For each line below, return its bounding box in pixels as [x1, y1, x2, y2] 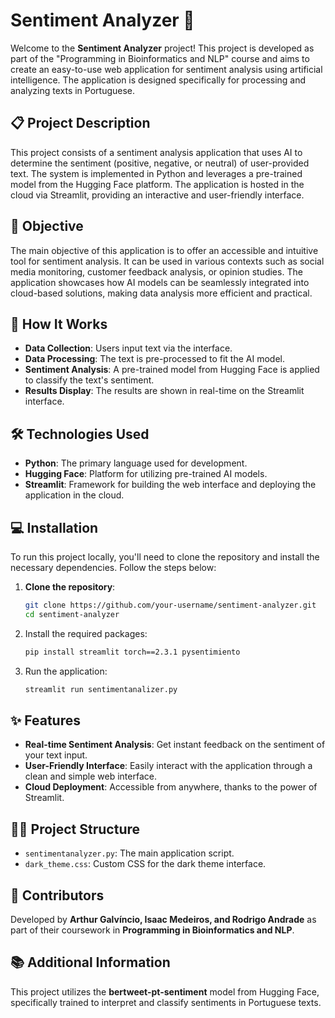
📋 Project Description [10, 115, 151, 132]
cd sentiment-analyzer [24, 609, 120, 619]
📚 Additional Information [10, 954, 171, 971]
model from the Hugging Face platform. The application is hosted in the [10, 178, 305, 190]
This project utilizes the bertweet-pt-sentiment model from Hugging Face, [10, 985, 320, 998]
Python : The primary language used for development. [24, 457, 248, 469]
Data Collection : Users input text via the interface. [24, 342, 233, 354]
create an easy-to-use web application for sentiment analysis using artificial [10, 63, 323, 75]
